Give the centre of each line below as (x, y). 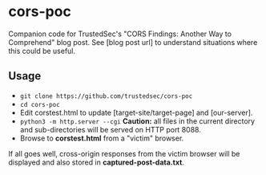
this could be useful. (42, 51)
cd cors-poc (40, 104)
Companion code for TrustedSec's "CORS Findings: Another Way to (120, 34)
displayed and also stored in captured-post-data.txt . (96, 162)
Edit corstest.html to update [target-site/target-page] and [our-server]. (136, 112)
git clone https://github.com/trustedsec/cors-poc (106, 96)
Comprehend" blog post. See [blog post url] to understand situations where (133, 42)
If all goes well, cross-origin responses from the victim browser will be (124, 153)
